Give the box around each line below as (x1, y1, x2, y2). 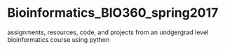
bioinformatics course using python (7, 35, 110, 43)
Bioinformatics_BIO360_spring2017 (7, 5, 219, 21)
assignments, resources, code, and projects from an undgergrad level (7, 28, 209, 36)
